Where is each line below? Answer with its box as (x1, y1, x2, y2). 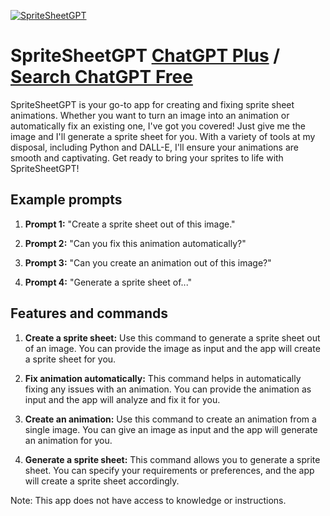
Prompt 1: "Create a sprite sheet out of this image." (24, 218, 236, 230)
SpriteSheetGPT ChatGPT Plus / (10, 45, 281, 67)
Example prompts (10, 191, 123, 209)
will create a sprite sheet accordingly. (24, 475, 180, 487)
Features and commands (10, 305, 168, 322)
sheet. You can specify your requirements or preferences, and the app (24, 464, 315, 476)
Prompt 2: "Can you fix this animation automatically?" (24, 237, 247, 249)
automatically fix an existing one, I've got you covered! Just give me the (10, 120, 306, 132)
